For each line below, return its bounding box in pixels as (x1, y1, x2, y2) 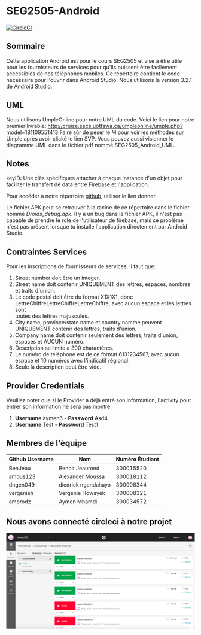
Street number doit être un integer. (14, 274, 100, 282)
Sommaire (6, 41, 45, 51)
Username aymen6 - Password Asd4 (14, 415, 108, 421)
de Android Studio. (6, 83, 53, 90)
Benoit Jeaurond (59, 464, 100, 472)
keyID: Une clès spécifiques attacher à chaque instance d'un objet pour (6, 175, 183, 182)
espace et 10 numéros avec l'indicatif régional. (14, 357, 130, 364)
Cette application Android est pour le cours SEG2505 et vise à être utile (6, 57, 182, 64)
